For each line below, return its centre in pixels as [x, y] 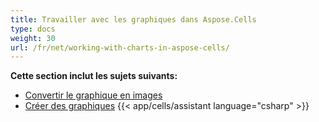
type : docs [33, 29]
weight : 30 [33, 38]
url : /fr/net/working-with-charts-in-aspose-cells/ [120, 47]
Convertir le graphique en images [93, 95]
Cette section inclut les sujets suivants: [94, 76]
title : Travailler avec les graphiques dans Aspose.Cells [133, 19]
